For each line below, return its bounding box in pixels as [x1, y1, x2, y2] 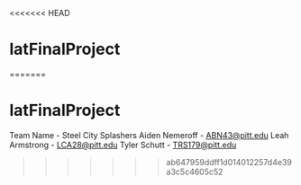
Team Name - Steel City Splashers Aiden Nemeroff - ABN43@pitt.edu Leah [9, 129, 289, 140]
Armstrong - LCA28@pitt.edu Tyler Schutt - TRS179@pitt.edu [9, 139, 237, 150]
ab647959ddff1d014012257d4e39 [166, 156, 293, 167]
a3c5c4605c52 [166, 166, 223, 177]
